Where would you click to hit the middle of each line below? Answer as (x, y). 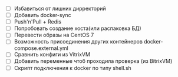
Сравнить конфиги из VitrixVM (52, 55)
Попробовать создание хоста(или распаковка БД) (78, 28)
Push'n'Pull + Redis (37, 22)
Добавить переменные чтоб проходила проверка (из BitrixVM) (93, 61)
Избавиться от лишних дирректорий (60, 9)
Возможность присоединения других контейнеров (78, 42)
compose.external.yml (41, 48)
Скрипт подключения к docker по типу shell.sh (73, 68)
